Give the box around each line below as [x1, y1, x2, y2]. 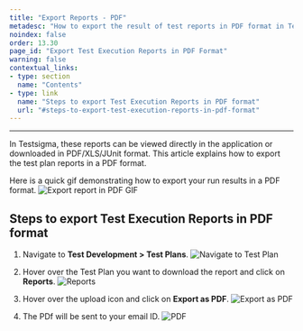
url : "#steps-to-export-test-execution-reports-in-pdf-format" [17, 106, 260, 115]
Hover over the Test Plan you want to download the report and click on [22, 267, 286, 278]
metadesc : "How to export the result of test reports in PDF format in [9, 22, 284, 31]
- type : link [9, 88, 59, 97]
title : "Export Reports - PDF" [9, 13, 127, 23]
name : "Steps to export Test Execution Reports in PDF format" [17, 97, 260, 106]
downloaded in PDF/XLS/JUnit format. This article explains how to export [9, 148, 281, 159]
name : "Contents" [17, 80, 83, 89]
